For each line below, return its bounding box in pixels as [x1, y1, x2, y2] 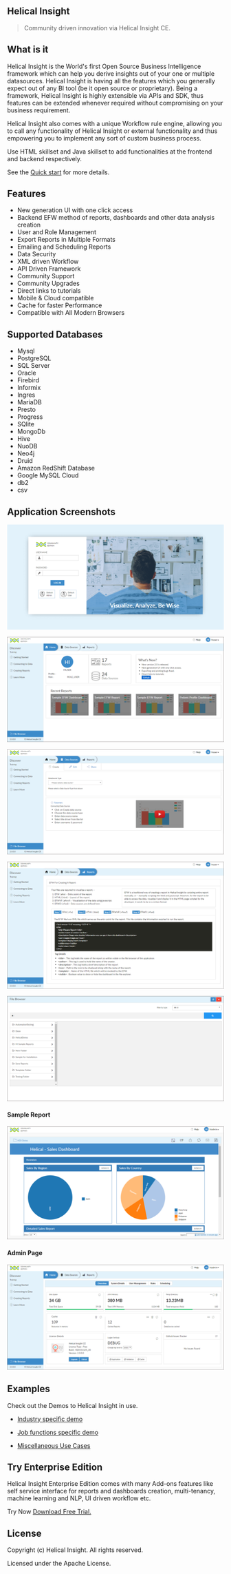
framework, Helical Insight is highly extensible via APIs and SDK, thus [7, 91, 204, 99]
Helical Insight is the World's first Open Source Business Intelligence [7, 62, 201, 70]
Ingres [16, 391, 36, 399]
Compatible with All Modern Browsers [16, 309, 125, 317]
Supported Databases [7, 329, 103, 340]
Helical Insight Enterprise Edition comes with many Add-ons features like [7, 1480, 214, 1488]
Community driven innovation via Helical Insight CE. [23, 23, 170, 32]
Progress [16, 413, 43, 421]
